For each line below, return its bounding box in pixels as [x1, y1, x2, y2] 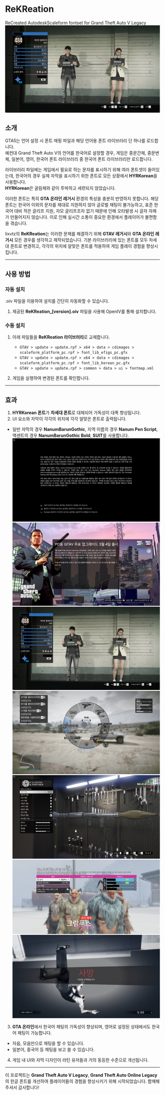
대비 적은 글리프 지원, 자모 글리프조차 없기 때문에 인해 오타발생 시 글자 [14, 208, 148, 214]
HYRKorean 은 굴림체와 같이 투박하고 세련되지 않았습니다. [5, 185, 116, 191]
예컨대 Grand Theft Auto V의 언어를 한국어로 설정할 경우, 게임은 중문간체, [5, 150, 146, 156]
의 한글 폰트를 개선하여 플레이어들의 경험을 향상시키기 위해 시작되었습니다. [5, 1078, 147, 1084]
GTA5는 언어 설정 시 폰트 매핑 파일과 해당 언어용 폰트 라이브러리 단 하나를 [5, 138, 146, 144]
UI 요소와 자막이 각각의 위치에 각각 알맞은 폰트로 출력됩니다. [12, 416, 127, 422]
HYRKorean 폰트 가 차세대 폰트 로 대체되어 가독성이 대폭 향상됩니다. [12, 410, 141, 415]
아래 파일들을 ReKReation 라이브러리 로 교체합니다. [12, 334, 110, 340]
